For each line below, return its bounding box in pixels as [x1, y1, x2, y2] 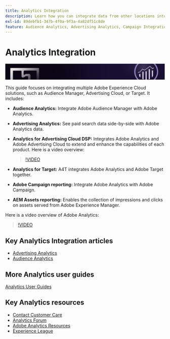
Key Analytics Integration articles [5, 236, 113, 245]
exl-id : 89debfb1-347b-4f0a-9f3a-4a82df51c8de [5, 19, 105, 24]
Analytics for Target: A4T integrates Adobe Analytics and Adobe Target [12, 166, 163, 173]
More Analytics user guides [5, 270, 95, 279]
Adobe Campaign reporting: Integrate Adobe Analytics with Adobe [12, 182, 153, 188]
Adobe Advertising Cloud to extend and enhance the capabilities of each [12, 141, 164, 147]
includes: [5, 95, 24, 101]
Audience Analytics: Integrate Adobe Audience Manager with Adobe [12, 106, 158, 112]
